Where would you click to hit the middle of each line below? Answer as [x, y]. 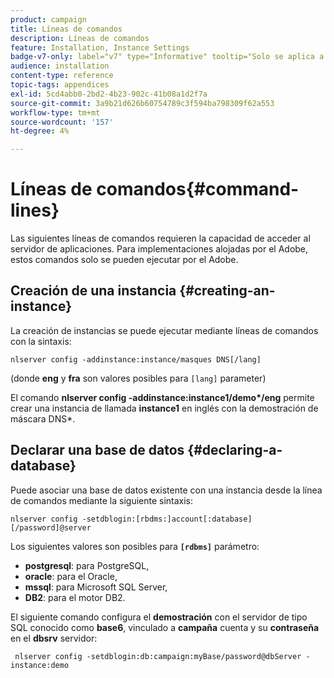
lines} [35, 210]
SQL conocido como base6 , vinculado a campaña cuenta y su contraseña [165, 627]
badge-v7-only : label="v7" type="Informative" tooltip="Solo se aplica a [167, 57]
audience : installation [60, 66]
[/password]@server [51, 527]
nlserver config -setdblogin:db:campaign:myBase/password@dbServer [158, 656]
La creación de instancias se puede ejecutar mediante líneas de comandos [164, 330]
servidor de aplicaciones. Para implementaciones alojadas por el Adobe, [159, 249]
